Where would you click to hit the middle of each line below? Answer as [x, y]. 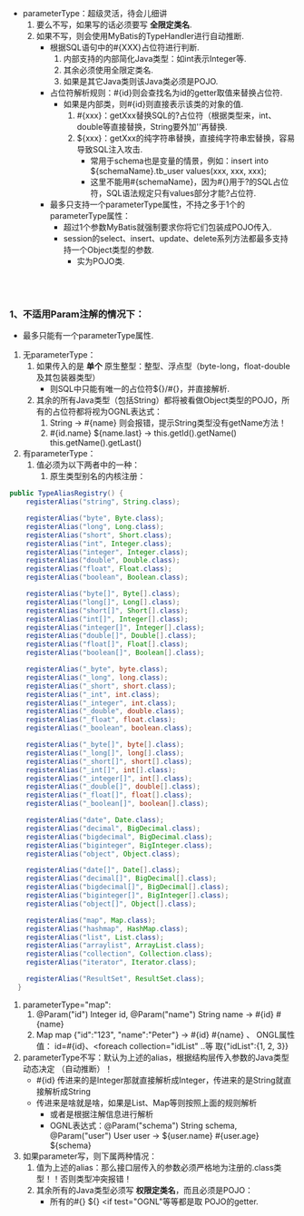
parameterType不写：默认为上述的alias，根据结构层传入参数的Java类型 [156, 1057]
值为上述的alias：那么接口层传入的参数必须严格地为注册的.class [155, 1167]
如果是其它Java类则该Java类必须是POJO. [141, 81]
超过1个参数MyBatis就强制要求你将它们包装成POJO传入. [167, 227]
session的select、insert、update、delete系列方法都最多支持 [176, 238]
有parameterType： [59, 454]
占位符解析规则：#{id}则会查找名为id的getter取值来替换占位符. [166, 93]
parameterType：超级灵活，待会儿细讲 [95, 13]
